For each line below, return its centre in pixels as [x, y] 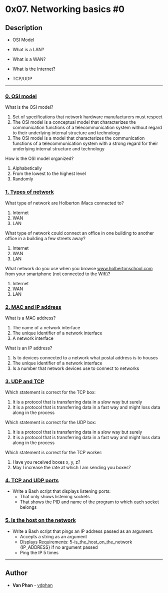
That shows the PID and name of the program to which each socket [89, 502]
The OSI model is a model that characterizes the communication [78, 138]
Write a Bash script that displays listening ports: [61, 491]
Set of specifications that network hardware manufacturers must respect [87, 117]
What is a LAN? [28, 49]
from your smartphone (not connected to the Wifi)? [58, 274]
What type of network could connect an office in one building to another [79, 233]
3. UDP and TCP [25, 381]
